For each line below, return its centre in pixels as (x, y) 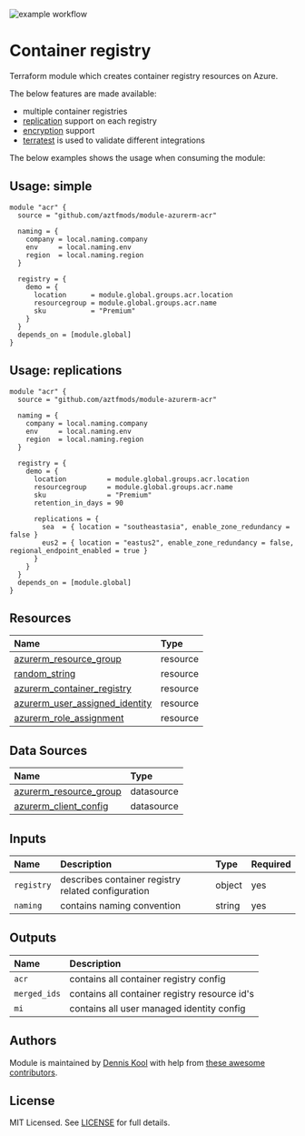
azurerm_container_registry (73, 689)
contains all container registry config (148, 979)
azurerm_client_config (61, 807)
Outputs (33, 938)
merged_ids (37, 993)
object (229, 885)
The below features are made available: (83, 93)
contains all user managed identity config (157, 1008)
